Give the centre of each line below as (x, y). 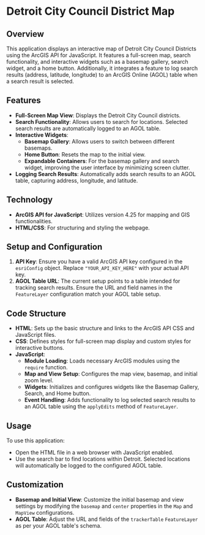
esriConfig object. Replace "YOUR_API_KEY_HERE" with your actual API (102, 268)
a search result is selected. (40, 81)
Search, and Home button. (58, 393)
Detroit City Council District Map (91, 11)
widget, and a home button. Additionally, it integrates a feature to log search (102, 68)
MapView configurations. (45, 512)
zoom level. (39, 380)
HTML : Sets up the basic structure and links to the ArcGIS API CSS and (105, 328)
